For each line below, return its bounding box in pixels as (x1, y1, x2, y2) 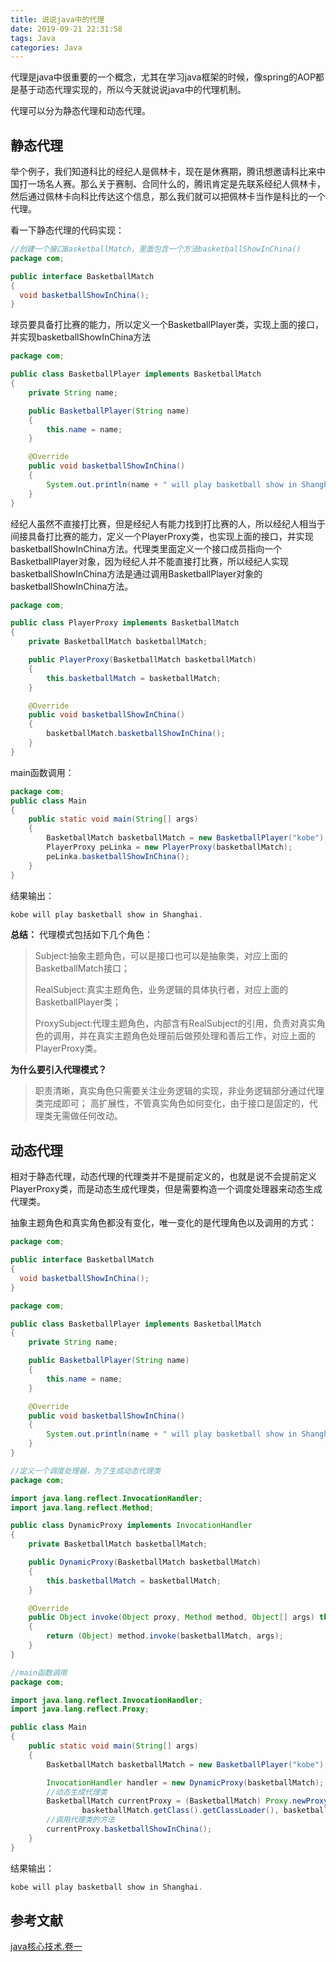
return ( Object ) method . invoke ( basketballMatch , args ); (46, 1631, 284, 1641)
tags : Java (10, 33, 56, 43)
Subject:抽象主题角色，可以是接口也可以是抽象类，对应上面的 (34, 950, 288, 962)
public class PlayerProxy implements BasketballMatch (10, 618, 240, 628)
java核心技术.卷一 (10, 1941, 83, 1953)
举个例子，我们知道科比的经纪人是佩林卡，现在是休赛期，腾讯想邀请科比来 (10, 166, 317, 178)
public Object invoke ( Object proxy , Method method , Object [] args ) (28, 1612, 315, 1623)
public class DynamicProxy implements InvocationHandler (10, 1521, 253, 1531)
